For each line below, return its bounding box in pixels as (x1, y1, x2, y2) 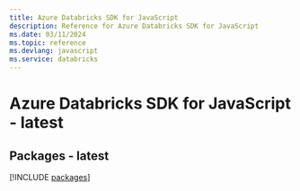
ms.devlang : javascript (9, 47, 99, 56)
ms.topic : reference (9, 38, 87, 48)
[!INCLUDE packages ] (9, 172, 91, 182)
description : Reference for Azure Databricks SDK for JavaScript (9, 22, 259, 30)
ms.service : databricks (9, 55, 99, 64)
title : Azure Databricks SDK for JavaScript (9, 13, 179, 22)
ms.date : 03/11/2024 (9, 30, 87, 39)
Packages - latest (9, 148, 110, 163)
